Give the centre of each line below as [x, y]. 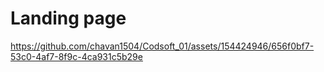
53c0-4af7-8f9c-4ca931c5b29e [76, 56]
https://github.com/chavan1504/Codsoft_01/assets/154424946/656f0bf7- [162, 46]
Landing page [68, 18]
